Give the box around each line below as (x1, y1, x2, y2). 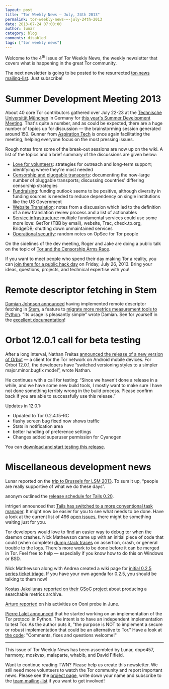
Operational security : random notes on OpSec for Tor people (12, 231, 138, 237)
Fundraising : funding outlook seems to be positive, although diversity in (12, 188, 161, 194)
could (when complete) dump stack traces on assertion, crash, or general (5, 540, 157, 546)
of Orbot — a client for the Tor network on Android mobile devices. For (5, 356, 152, 363)
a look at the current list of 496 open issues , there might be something (5, 514, 151, 520)
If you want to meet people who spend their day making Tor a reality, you (5, 256, 157, 262)
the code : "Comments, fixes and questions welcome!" (5, 632, 117, 638)
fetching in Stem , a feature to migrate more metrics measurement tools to (5, 306, 157, 312)
